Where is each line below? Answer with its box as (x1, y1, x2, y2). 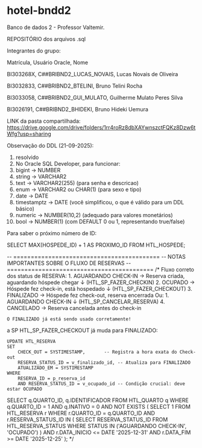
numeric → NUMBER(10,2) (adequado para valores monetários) (15, 211, 174, 218)
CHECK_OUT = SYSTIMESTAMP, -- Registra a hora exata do (17, 349, 177, 355)
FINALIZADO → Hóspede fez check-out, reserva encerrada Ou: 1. (7, 291, 169, 299)
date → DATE (15, 192, 49, 200)
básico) (15, 205, 35, 212)
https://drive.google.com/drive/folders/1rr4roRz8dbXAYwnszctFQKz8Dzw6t (7, 123, 196, 131)
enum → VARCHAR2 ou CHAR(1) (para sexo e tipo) (15, 186, 142, 193)
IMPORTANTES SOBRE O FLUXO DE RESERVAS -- (7, 259, 131, 267)
